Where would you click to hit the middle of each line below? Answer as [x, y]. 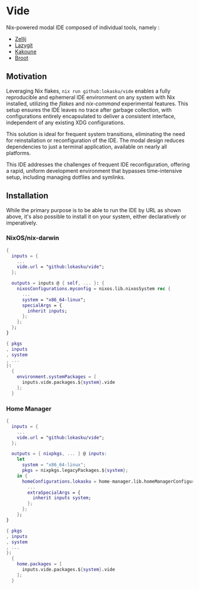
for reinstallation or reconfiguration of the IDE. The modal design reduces [95, 140]
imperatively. [22, 223]
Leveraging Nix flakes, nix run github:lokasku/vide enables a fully [88, 91]
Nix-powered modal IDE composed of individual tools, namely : [83, 27]
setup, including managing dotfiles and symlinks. [66, 177]
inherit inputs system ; [62, 498]
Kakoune [25, 51]
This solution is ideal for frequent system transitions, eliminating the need [96, 134]
